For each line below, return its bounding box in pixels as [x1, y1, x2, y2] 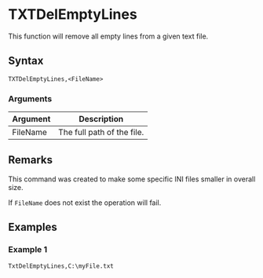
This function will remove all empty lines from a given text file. [8, 31, 209, 41]
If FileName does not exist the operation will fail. [8, 198, 162, 207]
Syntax [8, 54, 44, 68]
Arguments [8, 93, 53, 104]
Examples [8, 221, 57, 234]
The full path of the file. [58, 127, 144, 138]
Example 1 [8, 244, 48, 255]
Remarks [8, 153, 53, 166]
